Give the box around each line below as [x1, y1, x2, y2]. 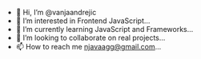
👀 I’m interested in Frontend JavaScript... [15, 16, 151, 26]
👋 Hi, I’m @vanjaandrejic [15, 8, 97, 17]
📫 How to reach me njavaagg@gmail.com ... [15, 42, 162, 51]
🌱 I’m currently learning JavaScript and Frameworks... [15, 25, 194, 33]
